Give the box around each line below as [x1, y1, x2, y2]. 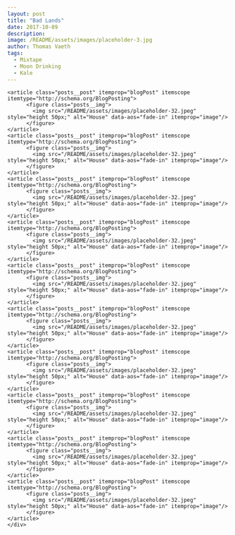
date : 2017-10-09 [7, 23, 58, 30]
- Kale [13, 69, 33, 76]
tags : [7, 50, 23, 57]
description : [7, 30, 46, 37]
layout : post [7, 10, 46, 18]
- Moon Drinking [13, 63, 61, 70]
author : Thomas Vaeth [7, 43, 71, 50]
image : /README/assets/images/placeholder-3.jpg [7, 37, 153, 44]
